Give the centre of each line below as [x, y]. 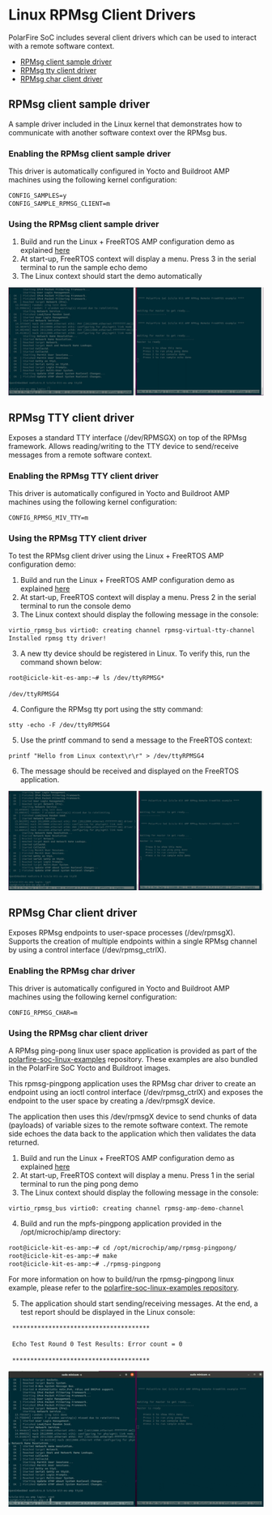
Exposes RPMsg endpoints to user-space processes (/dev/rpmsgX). [122, 932]
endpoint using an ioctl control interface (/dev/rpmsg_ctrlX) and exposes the [136, 1093]
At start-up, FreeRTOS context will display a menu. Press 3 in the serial [138, 259]
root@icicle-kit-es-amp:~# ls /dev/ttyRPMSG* [86, 678]
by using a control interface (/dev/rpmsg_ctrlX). [88, 949]
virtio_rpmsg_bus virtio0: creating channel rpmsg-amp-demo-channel [126, 1209]
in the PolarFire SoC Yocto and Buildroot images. [89, 1068]
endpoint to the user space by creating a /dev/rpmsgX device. [112, 1101]
